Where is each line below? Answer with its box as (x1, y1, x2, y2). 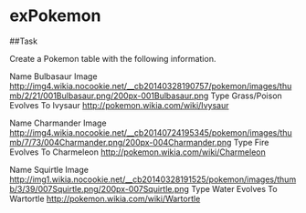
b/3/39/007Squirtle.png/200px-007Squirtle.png (9, 183, 190, 194)
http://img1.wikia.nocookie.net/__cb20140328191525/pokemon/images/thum (9, 174, 297, 185)
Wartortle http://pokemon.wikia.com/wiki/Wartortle (9, 193, 201, 204)
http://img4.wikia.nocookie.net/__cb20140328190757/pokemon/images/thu (9, 80, 292, 91)
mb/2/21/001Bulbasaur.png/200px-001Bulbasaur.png (9, 90, 209, 101)
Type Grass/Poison (210, 90, 283, 101)
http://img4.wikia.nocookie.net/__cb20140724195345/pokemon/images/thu (9, 127, 292, 137)
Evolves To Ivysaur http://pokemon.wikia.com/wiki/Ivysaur (9, 99, 229, 110)
